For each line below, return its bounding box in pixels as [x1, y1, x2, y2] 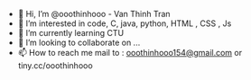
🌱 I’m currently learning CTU [17, 28, 125, 38]
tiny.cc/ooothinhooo [17, 60, 93, 71]
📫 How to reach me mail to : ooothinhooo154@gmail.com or [17, 48, 242, 58]
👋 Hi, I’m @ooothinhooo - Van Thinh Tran [17, 9, 171, 19]
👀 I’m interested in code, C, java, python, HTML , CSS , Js [17, 18, 232, 29]
